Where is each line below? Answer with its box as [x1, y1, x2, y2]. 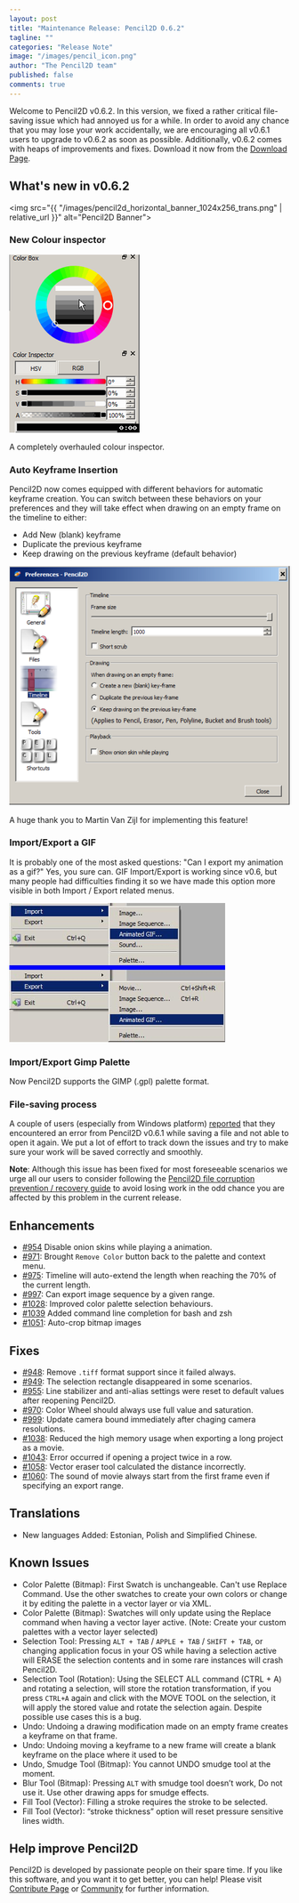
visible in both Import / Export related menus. [9, 885, 175, 896]
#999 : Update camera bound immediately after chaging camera [21, 1415, 256, 1425]
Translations [9, 1506, 81, 1521]
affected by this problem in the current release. [9, 1192, 182, 1203]
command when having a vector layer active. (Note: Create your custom [21, 1617, 287, 1627]
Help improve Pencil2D [9, 1842, 139, 1857]
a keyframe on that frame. [21, 1730, 118, 1741]
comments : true [9, 80, 66, 89]
